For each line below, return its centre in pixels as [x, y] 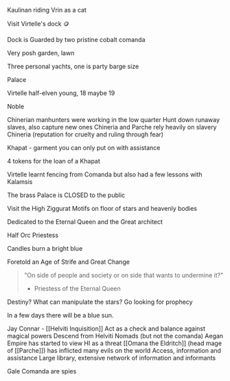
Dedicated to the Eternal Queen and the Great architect [85, 222]
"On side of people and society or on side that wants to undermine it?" [124, 275]
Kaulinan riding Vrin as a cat [47, 10]
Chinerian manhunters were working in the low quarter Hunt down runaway [114, 120]
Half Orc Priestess [33, 235]
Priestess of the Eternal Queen [78, 288]
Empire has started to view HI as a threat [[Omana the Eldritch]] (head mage [114, 343]
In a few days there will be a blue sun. [60, 315]
